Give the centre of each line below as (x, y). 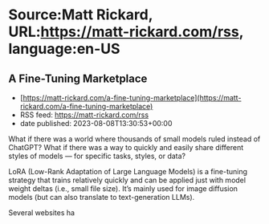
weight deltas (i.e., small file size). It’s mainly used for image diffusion (123, 189)
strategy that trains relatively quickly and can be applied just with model (127, 180)
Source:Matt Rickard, (81, 15)
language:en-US (64, 49)
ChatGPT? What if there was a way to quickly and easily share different (126, 147)
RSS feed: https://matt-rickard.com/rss (84, 115)
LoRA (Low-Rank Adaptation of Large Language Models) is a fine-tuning (128, 171)
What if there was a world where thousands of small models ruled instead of (134, 139)
